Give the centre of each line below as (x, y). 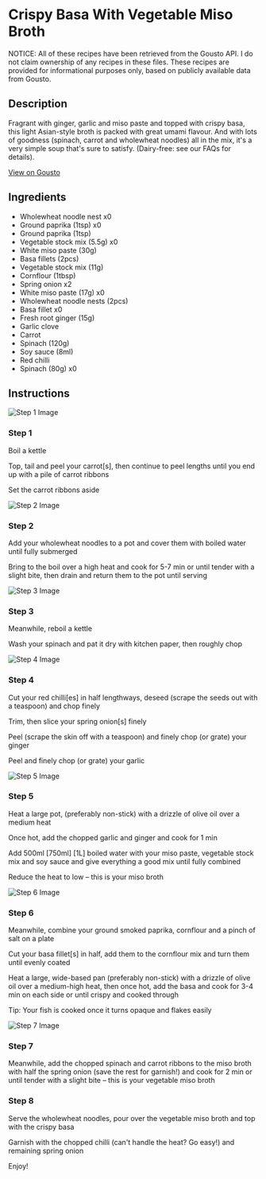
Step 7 (21, 1046)
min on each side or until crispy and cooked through (93, 995)
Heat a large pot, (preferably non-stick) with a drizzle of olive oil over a (124, 813)
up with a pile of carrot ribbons (59, 474)
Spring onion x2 (46, 284)
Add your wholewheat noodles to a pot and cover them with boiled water (127, 543)
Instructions (39, 393)
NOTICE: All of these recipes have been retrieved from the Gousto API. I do (131, 53)
